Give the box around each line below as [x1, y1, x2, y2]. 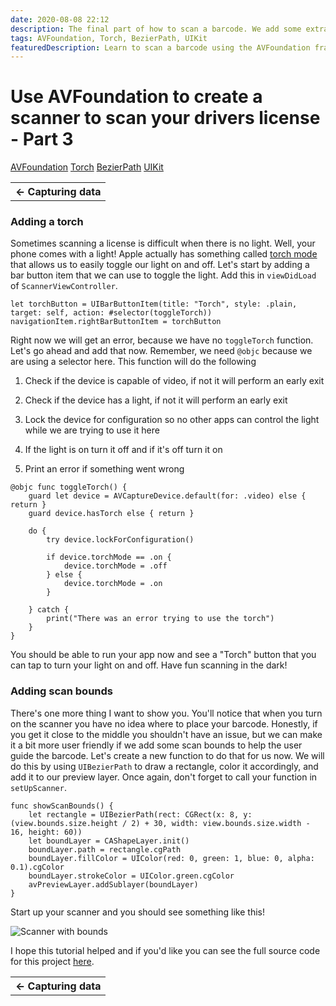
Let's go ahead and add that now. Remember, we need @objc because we [10, 345, 313, 357]
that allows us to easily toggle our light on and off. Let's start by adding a [10, 259, 310, 271]
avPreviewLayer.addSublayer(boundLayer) [28, 879, 199, 890]
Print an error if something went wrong [24, 463, 185, 475]
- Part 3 [10, 128, 74, 151]
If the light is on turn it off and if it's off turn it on [24, 444, 223, 456]
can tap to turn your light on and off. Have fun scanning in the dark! [10, 659, 288, 671]
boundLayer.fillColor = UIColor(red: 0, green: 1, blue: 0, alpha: [28, 853, 315, 863]
